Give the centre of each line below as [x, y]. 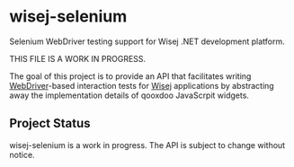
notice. [22, 154]
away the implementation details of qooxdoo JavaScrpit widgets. [129, 95]
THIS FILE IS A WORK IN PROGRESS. [78, 58]
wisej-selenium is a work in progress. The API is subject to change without [147, 145]
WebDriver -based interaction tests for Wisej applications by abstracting [142, 85]
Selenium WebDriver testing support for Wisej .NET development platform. [147, 41]
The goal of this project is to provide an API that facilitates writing [130, 76]
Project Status [50, 123]
